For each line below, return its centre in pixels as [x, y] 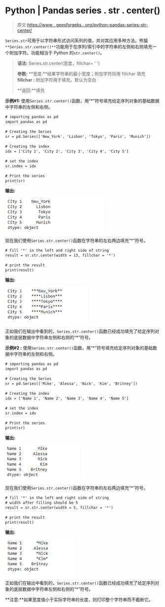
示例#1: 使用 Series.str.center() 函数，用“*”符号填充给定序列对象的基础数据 [82, 100]
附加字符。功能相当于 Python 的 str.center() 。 [57, 53]
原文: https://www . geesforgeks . [50, 25]
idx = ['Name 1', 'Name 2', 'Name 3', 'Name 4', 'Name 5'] [67, 398]
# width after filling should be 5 [42, 503]
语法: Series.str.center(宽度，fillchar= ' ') [58, 63]
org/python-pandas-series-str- [116, 25]
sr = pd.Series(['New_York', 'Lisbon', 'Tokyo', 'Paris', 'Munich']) [78, 136]
